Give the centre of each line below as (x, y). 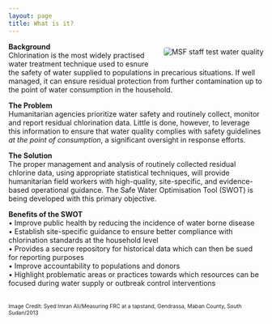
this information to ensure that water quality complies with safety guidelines (135, 131)
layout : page (30, 16)
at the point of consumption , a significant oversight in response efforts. (127, 139)
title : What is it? (41, 23)
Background (30, 46)
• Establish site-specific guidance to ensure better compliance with (121, 231)
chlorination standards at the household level (83, 240)
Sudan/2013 (23, 313)
